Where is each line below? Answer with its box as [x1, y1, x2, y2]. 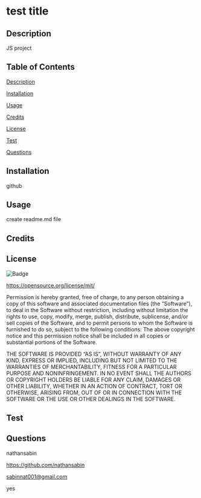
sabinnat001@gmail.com [6, 473, 68, 480]
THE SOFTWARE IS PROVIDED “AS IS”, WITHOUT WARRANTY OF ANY [6, 350, 182, 357]
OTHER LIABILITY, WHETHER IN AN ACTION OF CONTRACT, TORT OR [6, 382, 182, 390]
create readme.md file [6, 216, 62, 223]
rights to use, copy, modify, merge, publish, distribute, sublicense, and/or [6, 313, 188, 320]
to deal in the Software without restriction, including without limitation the [6, 306, 188, 313]
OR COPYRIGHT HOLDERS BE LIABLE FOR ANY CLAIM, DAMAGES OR [6, 376, 181, 383]
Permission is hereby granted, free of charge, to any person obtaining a [6, 293, 184, 300]
